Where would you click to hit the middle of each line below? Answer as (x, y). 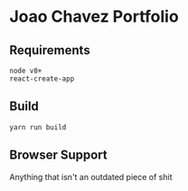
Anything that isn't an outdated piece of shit (91, 177)
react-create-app (42, 79)
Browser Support (59, 155)
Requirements (50, 50)
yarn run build (38, 127)
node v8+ (26, 71)
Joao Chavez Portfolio (94, 17)
